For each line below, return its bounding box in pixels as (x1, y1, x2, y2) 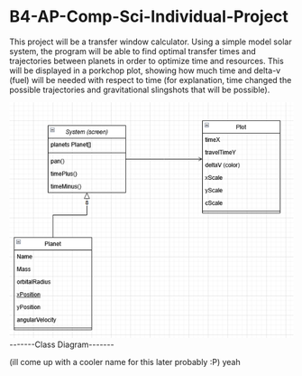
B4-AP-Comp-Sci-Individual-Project (9, 6, 288, 27)
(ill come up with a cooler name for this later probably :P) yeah (9, 356, 241, 367)
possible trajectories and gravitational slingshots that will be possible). (9, 84, 270, 95)
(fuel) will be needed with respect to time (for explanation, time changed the (9, 74, 292, 85)
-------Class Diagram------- (9, 339, 114, 350)
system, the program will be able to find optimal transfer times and (9, 45, 256, 56)
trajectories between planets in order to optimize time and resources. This (9, 55, 284, 66)
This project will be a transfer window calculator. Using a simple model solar (9, 36, 292, 47)
